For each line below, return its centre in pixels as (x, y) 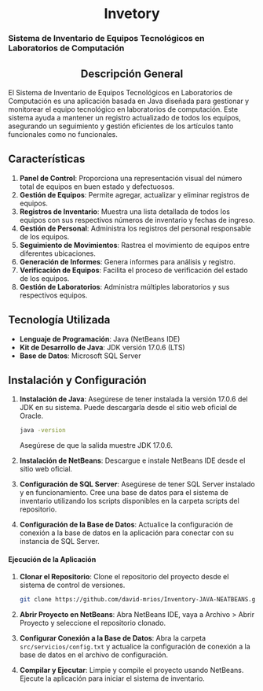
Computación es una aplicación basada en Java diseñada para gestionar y (129, 101)
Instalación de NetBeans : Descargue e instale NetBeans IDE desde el (132, 460)
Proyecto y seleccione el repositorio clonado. (93, 623)
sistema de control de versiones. (72, 585)
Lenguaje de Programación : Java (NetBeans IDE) (100, 338)
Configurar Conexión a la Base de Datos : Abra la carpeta (113, 638)
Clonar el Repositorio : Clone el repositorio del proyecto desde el (124, 577)
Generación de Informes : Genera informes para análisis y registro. (127, 261)
